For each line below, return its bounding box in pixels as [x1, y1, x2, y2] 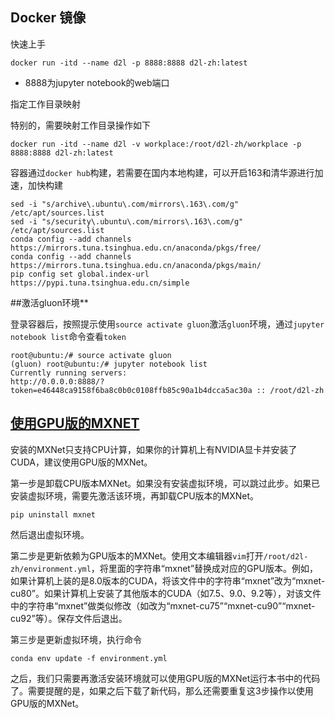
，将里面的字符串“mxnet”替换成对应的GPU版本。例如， [90, 562, 318, 574]
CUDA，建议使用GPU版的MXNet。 [10, 456, 153, 468]
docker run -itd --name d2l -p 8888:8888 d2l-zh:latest [10, 58, 248, 68]
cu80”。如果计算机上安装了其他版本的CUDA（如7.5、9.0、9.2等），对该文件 [10, 587, 322, 599]
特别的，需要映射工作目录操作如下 [10, 119, 151, 131]
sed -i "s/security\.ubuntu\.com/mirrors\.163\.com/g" [10, 216, 244, 227]
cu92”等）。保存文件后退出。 [10, 612, 128, 624]
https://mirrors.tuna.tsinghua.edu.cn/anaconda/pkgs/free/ [10, 243, 262, 253]
